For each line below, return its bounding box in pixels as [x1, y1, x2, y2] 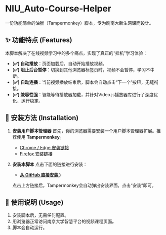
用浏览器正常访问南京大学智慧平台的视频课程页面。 [12, 219, 117, 225]
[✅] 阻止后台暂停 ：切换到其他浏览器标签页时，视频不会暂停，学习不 [12, 66, 151, 72]
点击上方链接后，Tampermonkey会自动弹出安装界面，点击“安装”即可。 [12, 182, 157, 188]
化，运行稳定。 [12, 98, 43, 104]
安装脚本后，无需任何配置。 [12, 212, 69, 218]
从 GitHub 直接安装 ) [19, 172, 61, 177]
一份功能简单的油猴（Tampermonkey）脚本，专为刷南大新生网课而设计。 [5, 20, 154, 26]
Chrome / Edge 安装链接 [19, 144, 69, 150]
